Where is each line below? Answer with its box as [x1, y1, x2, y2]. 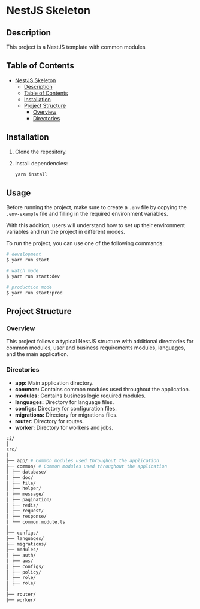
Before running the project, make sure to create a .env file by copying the [6, 204, 187, 211]
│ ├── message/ [6, 491, 44, 498]
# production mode [6, 284, 52, 290]
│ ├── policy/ [6, 569, 42, 575]
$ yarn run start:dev [6, 273, 60, 279]
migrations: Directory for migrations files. [14, 411, 118, 418]
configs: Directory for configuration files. [14, 405, 117, 412]
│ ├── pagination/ [6, 497, 52, 503]
